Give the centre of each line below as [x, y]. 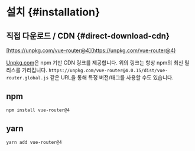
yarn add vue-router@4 [34, 142]
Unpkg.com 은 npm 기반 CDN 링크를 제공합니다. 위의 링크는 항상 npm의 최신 [95, 62]
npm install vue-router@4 [38, 110]
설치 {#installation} [53, 12]
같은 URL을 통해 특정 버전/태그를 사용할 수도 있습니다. [112, 77]
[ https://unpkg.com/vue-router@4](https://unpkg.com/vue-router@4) [91, 50]
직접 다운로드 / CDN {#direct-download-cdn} [88, 36]
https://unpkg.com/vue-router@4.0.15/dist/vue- [108, 70]
